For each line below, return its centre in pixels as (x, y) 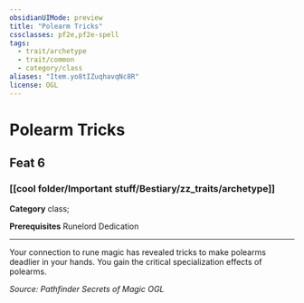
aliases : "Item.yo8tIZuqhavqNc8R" (75, 77)
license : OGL (34, 85)
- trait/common (46, 60)
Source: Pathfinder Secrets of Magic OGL (87, 289)
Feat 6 (27, 163)
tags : (19, 43)
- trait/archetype (52, 52)
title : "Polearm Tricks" (56, 26)
